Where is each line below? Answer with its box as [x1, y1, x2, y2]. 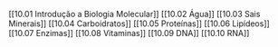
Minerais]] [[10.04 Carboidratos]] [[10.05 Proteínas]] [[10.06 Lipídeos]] [8, 18, 271, 29]
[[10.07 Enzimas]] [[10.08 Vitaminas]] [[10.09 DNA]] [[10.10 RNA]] [8, 28, 250, 38]
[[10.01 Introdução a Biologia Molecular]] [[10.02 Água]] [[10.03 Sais [8, 9, 261, 19]
